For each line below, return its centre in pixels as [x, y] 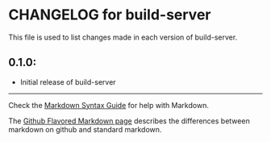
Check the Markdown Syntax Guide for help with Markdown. [109, 105]
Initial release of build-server [68, 81]
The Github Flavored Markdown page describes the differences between [129, 121]
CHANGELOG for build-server [110, 15]
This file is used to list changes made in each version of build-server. [123, 37]
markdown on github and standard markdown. [85, 129]
